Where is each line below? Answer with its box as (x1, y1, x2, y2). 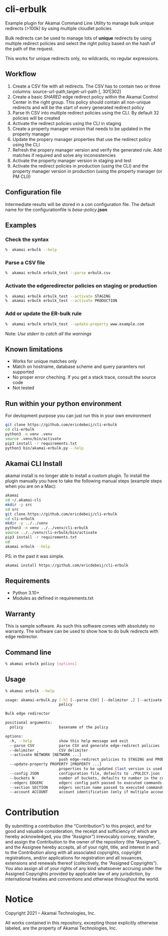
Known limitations (5, 345, 63, 353)
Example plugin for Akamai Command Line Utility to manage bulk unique (5, 20, 154, 26)
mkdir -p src (5, 502, 32, 507)
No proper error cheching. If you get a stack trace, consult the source (12, 374, 156, 380)
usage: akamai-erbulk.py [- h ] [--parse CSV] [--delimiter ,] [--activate (5, 697, 162, 702)
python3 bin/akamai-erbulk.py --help (5, 445, 84, 450)
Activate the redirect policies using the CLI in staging (12, 120, 121, 126)
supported (12, 369, 34, 375)
